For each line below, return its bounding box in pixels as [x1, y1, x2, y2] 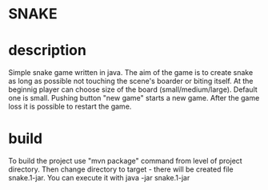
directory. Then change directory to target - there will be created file [8, 164, 234, 174]
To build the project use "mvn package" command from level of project [8, 156, 242, 166]
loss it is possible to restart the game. [8, 101, 132, 112]
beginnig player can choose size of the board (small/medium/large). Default [8, 85, 258, 94]
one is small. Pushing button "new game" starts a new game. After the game [8, 93, 260, 103]
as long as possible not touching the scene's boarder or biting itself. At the [8, 77, 254, 86]
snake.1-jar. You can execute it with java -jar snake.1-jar [8, 173, 190, 183]
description [8, 42, 86, 60]
